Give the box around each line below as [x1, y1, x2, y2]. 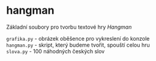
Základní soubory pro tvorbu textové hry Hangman [6, 23, 132, 30]
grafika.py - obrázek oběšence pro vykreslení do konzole [6, 35, 150, 42]
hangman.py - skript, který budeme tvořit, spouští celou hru [6, 41, 150, 48]
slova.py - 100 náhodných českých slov [6, 47, 105, 54]
